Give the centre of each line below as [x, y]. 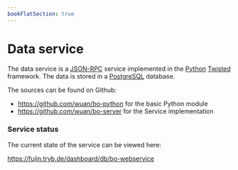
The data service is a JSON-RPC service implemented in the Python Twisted [119, 69]
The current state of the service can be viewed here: [85, 144]
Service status [33, 130]
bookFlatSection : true [41, 14]
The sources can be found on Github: [62, 90]
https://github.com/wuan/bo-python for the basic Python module [113, 103]
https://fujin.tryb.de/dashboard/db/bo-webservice [81, 158]
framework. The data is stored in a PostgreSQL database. [91, 76]
